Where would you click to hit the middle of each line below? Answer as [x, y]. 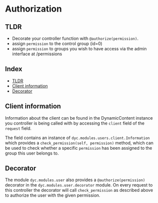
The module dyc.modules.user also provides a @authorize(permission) [75, 180]
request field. [18, 128]
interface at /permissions [37, 54]
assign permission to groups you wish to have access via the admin [79, 49]
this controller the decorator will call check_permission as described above [79, 190]
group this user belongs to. [32, 153]
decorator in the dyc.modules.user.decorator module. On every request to [79, 185]
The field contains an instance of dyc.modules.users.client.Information [78, 138]
